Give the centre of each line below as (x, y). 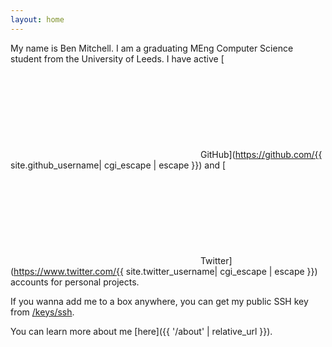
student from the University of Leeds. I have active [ (117, 58)
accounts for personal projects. (75, 282)
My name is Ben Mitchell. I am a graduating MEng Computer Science (152, 48)
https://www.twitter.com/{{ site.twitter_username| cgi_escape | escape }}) (165, 271)
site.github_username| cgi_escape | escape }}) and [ (118, 165)
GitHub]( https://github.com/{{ (261, 154)
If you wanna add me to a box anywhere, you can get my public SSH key (159, 301)
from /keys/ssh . (42, 312)
